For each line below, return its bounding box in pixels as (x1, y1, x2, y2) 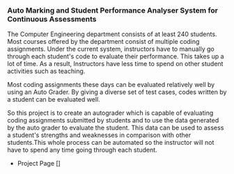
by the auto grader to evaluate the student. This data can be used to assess (7, 124, 224, 132)
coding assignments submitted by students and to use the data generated (7, 116, 219, 125)
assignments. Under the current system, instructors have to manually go (7, 45, 214, 54)
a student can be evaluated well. (7, 95, 100, 104)
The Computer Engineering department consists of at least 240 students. (7, 30, 217, 38)
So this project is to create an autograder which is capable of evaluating (7, 109, 214, 117)
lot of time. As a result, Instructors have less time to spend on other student (7, 60, 224, 68)
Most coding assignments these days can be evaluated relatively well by (7, 81, 215, 89)
